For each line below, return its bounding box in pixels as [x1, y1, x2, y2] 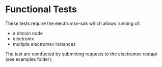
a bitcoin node [12, 30, 43, 36]
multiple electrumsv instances [12, 41, 76, 47]
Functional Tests [5, 4, 77, 15]
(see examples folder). [5, 56, 52, 62]
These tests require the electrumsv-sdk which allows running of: [5, 20, 141, 26]
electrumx [12, 36, 34, 42]
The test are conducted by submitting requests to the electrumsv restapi [5, 51, 157, 57]
